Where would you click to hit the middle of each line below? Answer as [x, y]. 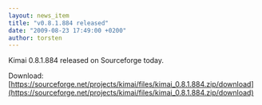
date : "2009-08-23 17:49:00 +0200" [67, 30]
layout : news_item [39, 16]
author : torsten [35, 38]
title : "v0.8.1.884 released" [59, 23]
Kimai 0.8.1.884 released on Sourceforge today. [86, 60]
